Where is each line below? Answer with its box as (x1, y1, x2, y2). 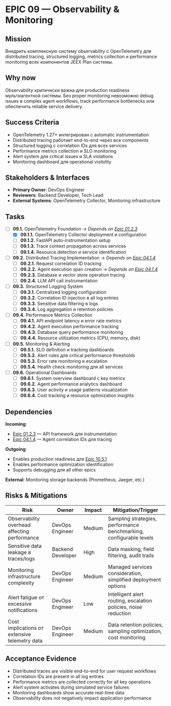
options (107, 582, 126, 590)
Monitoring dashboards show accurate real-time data (12, 689, 125, 695)
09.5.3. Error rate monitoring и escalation (20, 358, 108, 364)
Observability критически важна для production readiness (5, 87, 130, 93)
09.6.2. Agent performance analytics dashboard (20, 380, 122, 387)
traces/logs (8, 555, 35, 562)
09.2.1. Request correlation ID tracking (20, 260, 102, 267)
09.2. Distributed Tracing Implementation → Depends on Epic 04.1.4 (12, 254, 156, 260)
